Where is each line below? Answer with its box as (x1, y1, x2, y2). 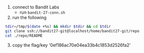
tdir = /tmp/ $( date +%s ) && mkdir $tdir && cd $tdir (5, 24, 111, 29)
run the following (12, 15, 47, 20)
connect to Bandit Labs (12, 4, 59, 10)
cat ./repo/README (5, 33, 43, 38)
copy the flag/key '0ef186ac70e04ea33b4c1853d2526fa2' (12, 42, 131, 48)
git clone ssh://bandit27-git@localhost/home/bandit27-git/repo (5, 28, 140, 33)
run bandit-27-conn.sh (19, 9, 65, 15)
